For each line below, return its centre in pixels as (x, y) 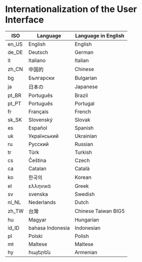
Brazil (81, 95)
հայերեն (39, 252)
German (84, 52)
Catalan (37, 168)
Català (82, 168)
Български (41, 77)
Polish (82, 236)
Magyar (37, 219)
